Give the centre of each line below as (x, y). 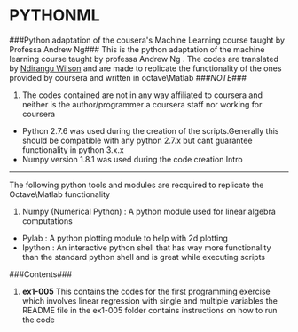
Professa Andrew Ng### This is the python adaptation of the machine (137, 49)
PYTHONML (55, 16)
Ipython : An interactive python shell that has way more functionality (146, 247)
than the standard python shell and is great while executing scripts (144, 257)
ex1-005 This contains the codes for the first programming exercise (146, 291)
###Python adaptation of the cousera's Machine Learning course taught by (147, 40)
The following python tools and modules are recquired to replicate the (137, 185)
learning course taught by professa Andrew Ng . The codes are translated (144, 59)
